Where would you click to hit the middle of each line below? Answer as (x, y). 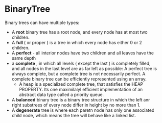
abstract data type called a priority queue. (61, 95)
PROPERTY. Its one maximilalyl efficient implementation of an (81, 89)
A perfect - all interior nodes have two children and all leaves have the (83, 53)
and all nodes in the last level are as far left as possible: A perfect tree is (84, 68)
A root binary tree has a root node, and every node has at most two (80, 32)
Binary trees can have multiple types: (42, 23)
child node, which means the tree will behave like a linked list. (74, 115)
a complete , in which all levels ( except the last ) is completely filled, (81, 63)
